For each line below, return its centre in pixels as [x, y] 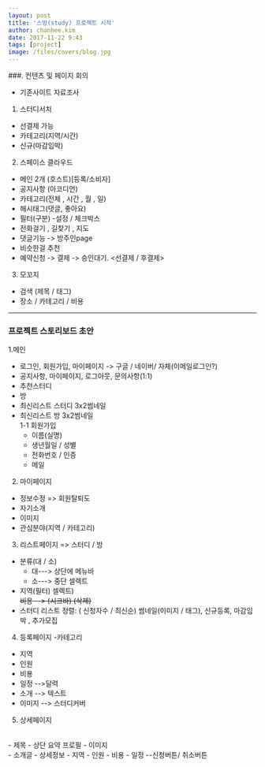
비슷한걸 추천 [40, 248]
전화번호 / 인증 [54, 455]
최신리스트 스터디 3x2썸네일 [63, 406]
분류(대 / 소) [38, 561]
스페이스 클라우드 [46, 162]
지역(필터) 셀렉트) [47, 591]
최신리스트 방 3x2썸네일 [56, 415]
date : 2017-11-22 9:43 [45, 37]
